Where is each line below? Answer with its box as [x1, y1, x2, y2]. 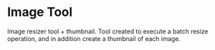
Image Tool [7, 4, 73, 20]
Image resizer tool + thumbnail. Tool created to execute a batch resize [7, 27, 209, 35]
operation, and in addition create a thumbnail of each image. [7, 34, 181, 42]
